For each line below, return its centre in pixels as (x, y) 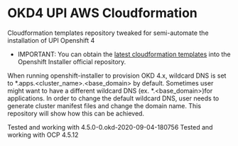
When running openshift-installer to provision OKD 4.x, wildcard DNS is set (117, 75)
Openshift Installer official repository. (72, 61)
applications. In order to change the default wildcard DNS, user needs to (113, 98)
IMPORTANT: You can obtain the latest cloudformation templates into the (124, 54)
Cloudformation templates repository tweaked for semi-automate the (108, 33)
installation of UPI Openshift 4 (51, 40)
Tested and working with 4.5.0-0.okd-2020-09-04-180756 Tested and (110, 127)
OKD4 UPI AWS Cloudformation (102, 13)
